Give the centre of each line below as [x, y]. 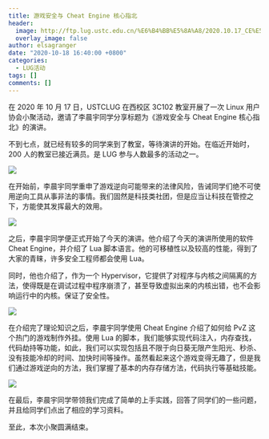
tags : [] [23, 75]
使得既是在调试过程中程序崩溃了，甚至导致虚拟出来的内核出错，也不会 [138, 285]
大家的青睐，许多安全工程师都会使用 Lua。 [78, 258]
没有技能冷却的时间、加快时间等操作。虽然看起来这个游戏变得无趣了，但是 [131, 357]
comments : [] [30, 83]
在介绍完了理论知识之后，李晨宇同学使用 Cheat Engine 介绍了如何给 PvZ [127, 327]
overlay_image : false [52, 38]
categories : [28, 61]
